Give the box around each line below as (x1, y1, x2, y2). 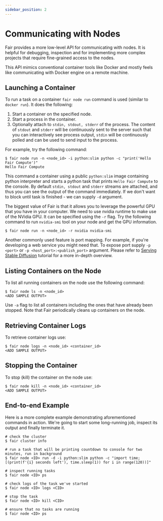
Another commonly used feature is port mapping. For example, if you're (5, 237, 149, 243)
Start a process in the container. (12, 116, 76, 122)
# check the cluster (5, 434, 47, 439)
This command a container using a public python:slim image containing (5, 173, 149, 179)
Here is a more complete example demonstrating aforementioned (5, 414, 136, 420)
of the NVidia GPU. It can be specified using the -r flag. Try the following (5, 214, 151, 220)
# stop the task (5, 494, 38, 499)
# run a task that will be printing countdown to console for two (5, 447, 143, 452)
